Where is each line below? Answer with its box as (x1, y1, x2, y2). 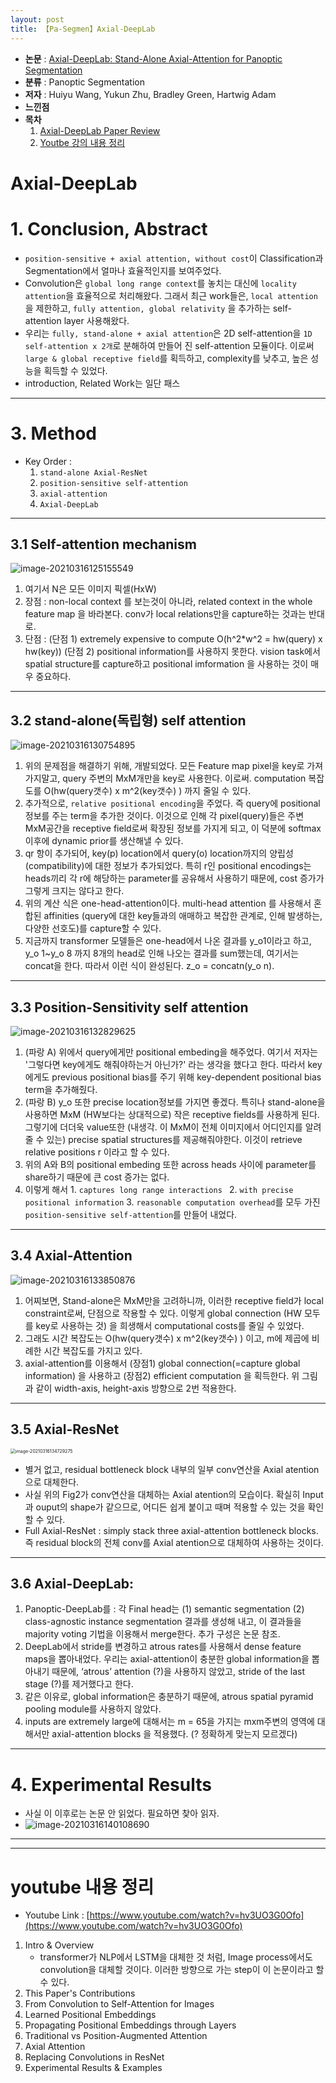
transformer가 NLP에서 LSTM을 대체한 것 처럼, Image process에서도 (39, 1951, 313, 1963)
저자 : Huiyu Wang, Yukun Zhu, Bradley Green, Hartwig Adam (24, 88, 277, 100)
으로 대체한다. (24, 1476, 80, 1488)
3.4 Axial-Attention (10, 1247, 133, 1265)
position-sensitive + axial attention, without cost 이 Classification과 (24, 252, 324, 264)
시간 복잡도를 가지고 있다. (43, 1344, 143, 1356)
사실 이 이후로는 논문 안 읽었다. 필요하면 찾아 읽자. (24, 1807, 220, 1820)
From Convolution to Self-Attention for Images (24, 1998, 215, 2010)
